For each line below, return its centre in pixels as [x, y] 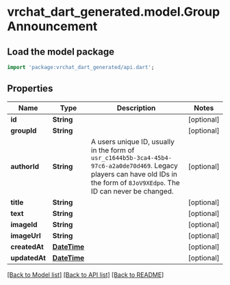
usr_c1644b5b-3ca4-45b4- [132, 158]
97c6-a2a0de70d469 [121, 166]
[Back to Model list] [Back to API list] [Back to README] [86, 275]
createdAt [27, 247]
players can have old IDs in [135, 174]
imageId [24, 224]
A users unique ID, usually [133, 141]
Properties [30, 89]
